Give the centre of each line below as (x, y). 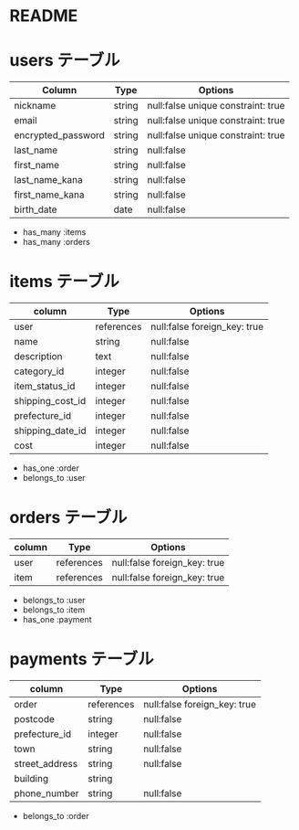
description (38, 356)
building (31, 778)
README (44, 16)
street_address (46, 763)
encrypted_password (59, 135)
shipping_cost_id (50, 401)
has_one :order (51, 468)
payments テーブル (82, 660)
